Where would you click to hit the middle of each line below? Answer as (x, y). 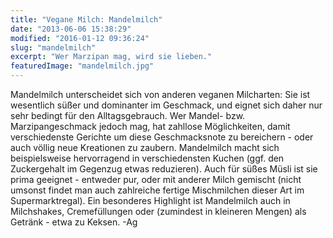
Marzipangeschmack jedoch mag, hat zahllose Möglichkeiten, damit (150, 126)
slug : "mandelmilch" (53, 47)
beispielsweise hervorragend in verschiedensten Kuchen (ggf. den (147, 158)
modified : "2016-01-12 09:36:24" (80, 38)
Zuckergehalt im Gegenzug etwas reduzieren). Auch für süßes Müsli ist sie (164, 169)
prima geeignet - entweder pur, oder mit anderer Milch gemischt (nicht (156, 179)
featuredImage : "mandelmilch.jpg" (82, 66)
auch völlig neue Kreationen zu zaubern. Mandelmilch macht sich (145, 147)
